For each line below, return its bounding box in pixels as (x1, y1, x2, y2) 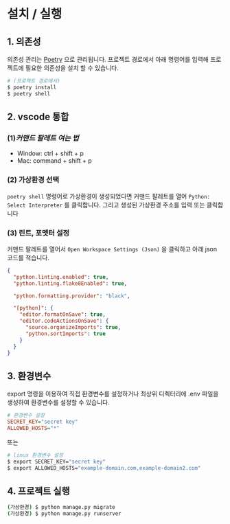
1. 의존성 (7, 36, 41, 47)
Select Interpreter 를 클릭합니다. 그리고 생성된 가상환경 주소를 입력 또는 (7, 201, 205, 209)
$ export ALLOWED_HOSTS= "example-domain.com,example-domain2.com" (7, 464, 201, 471)
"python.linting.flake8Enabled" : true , (13, 280, 128, 287)
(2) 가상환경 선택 (7, 175, 60, 185)
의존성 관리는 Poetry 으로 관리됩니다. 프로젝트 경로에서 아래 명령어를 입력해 (7, 56, 209, 63)
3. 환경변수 (7, 370, 51, 382)
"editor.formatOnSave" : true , (19, 311, 106, 318)
